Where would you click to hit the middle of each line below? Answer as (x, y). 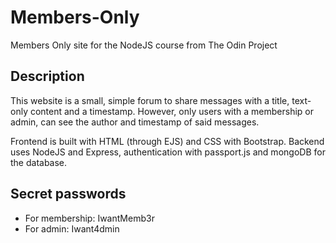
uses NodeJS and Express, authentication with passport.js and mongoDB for (168, 152)
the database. (39, 162)
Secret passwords (68, 194)
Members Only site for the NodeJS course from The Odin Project (144, 45)
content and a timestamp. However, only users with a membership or (172, 111)
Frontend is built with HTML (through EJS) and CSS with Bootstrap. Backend (167, 141)
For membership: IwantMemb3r (89, 218)
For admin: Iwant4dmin (72, 228)
